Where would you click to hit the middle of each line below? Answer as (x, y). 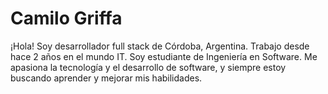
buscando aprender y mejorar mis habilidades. (106, 78)
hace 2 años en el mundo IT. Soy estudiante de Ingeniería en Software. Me (164, 56)
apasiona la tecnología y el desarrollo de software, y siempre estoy (148, 67)
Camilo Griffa (66, 18)
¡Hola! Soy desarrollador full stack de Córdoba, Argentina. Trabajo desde (160, 46)
